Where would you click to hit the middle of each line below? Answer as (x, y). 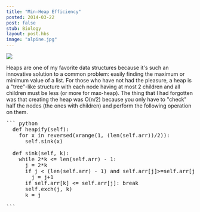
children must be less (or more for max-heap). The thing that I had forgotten (99, 93)
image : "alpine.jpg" (32, 39)
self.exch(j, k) (49, 189)
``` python (22, 123)
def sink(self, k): (41, 153)
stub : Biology (24, 28)
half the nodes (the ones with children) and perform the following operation (99, 106)
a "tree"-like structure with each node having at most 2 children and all (93, 87)
